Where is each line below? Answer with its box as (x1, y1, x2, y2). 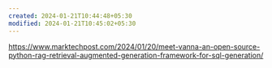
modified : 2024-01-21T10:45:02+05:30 (8, 19, 136, 28)
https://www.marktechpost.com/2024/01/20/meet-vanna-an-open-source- (8, 41, 261, 51)
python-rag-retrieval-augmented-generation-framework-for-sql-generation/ (8, 50, 264, 60)
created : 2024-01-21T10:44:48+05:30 (8, 11, 132, 20)
